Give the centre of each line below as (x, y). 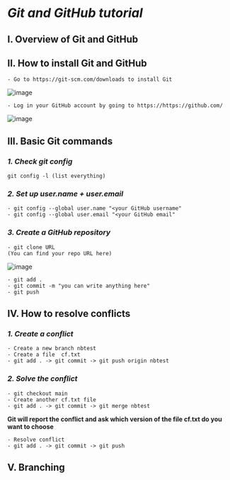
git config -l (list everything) (57, 176)
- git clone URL (31, 247)
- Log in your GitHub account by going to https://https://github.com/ (115, 106)
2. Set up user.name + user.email (65, 194)
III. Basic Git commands (60, 141)
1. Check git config (40, 161)
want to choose (31, 426)
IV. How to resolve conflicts (69, 314)
